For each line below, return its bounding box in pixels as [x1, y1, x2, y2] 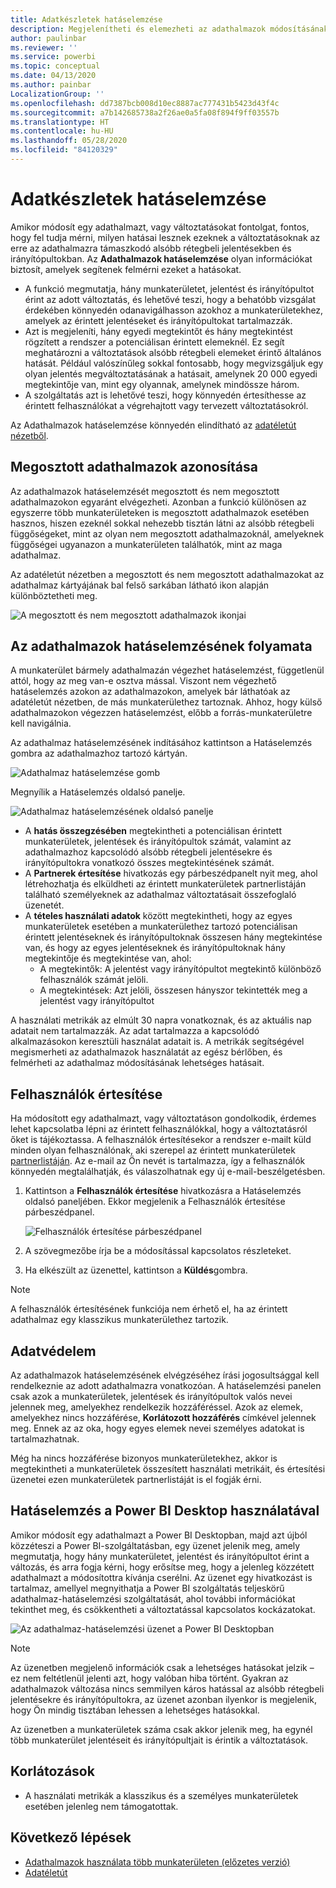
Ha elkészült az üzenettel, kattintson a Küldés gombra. [24, 1264, 248, 1276]
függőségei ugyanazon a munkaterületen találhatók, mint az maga [10, 538, 283, 550]
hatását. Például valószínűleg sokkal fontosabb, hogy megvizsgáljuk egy [24, 357, 324, 369]
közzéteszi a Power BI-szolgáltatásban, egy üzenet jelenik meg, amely [10, 1539, 301, 1551]
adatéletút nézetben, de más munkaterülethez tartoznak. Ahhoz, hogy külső [10, 696, 323, 708]
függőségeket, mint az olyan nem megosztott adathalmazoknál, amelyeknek [10, 527, 325, 540]
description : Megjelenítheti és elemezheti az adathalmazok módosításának [10, 24, 329, 34]
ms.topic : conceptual [10, 61, 101, 71]
